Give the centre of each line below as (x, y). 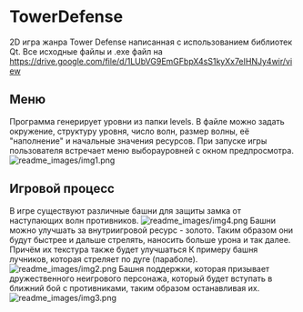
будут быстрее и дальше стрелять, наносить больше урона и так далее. (150, 239)
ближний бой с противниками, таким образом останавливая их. (135, 287)
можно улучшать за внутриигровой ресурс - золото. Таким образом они (151, 230)
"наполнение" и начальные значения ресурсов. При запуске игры (138, 141)
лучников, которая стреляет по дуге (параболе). (104, 259)
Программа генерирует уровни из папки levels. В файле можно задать (147, 121)
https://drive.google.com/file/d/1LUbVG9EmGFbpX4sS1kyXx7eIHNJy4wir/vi (151, 61)
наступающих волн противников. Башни (142, 220)
